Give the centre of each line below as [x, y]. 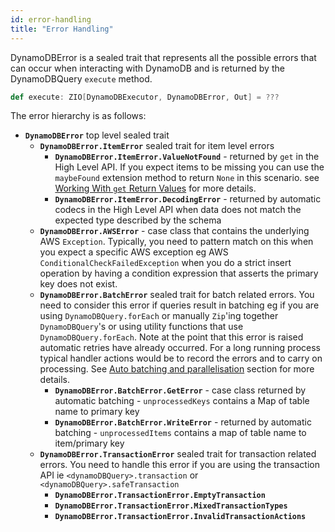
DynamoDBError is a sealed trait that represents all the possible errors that [163, 57]
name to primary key [97, 412]
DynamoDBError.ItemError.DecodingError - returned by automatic [188, 199]
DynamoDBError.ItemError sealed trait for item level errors [157, 146]
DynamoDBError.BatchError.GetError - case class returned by [180, 390]
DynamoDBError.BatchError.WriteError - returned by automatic [183, 422]
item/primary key [89, 443]
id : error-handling [51, 19]
